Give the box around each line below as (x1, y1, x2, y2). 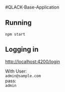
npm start (5, 32, 26, 37)
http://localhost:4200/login (5, 58, 61, 64)
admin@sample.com (5, 73, 41, 79)
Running (5, 18, 32, 27)
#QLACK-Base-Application (5, 4, 60, 10)
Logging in (5, 45, 39, 54)
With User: (5, 68, 27, 74)
